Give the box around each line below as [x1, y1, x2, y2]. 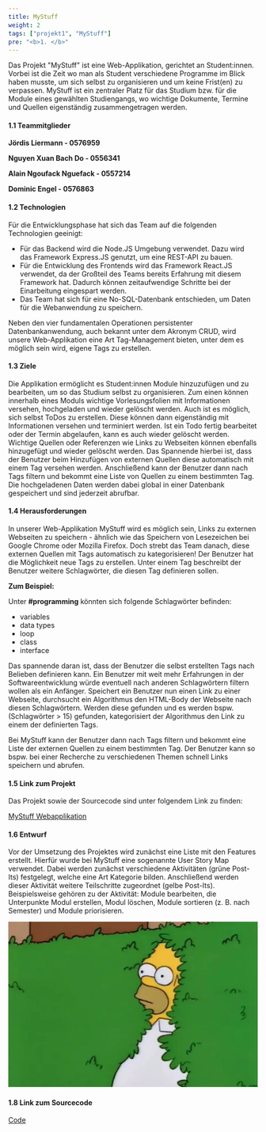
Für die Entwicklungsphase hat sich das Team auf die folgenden [8, 220, 218, 230]
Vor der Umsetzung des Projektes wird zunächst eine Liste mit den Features [8, 847, 256, 857]
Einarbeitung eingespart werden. [19, 286, 127, 295]
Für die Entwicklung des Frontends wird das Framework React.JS [19, 260, 233, 270]
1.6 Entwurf [8, 830, 47, 839]
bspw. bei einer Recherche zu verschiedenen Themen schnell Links [8, 752, 228, 762]
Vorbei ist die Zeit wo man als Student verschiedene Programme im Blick [8, 69, 245, 78]
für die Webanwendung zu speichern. [19, 302, 143, 312]
